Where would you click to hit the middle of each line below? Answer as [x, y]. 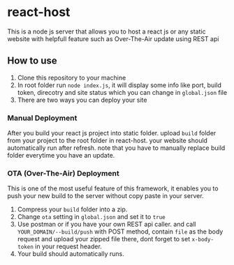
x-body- [203, 240]
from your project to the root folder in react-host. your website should [108, 141]
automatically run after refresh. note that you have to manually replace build [116, 148]
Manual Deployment [42, 118]
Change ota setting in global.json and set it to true [91, 217]
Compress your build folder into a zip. [72, 209]
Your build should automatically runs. [71, 254]
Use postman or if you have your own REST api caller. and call [107, 225]
